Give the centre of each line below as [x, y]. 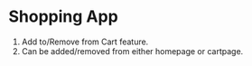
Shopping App [63, 17]
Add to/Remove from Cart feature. [85, 42]
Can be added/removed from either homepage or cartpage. [132, 51]
